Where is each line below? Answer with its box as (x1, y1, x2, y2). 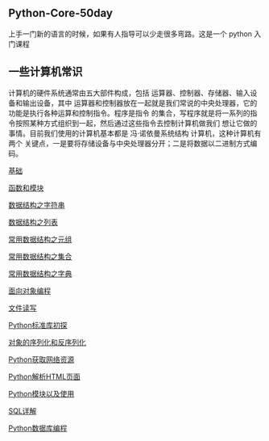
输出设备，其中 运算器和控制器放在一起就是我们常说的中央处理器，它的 (22, 98, 258, 107)
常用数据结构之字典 (8, 268, 72, 278)
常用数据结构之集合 (8, 251, 72, 261)
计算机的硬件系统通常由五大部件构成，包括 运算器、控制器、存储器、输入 (8, 88, 250, 98)
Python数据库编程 (8, 423, 68, 433)
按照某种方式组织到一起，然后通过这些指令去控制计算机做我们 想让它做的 (14, 118, 258, 128)
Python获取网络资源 (8, 355, 75, 364)
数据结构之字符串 (8, 199, 65, 209)
